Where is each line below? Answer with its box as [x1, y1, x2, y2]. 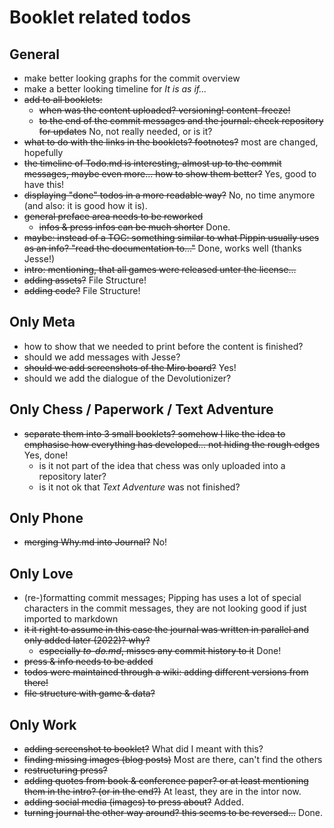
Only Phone [9, 510, 84, 527]
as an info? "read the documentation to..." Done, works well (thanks [23, 242, 302, 254]
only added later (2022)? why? [23, 634, 151, 646]
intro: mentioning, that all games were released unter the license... [23, 264, 297, 275]
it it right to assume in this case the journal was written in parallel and [23, 624, 310, 636]
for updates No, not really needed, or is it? [38, 126, 213, 137]
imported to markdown [23, 613, 119, 625]
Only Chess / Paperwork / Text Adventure [9, 401, 274, 418]
